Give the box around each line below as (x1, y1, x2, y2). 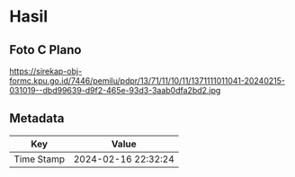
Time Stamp (13, 153, 66, 165)
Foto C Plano (9, 42, 82, 58)
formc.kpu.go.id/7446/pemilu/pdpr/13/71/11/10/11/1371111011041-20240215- (9, 75, 286, 86)
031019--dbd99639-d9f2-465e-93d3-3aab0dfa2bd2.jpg (9, 85, 221, 95)
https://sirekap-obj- (9, 66, 83, 76)
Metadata (9, 111, 65, 127)
